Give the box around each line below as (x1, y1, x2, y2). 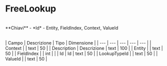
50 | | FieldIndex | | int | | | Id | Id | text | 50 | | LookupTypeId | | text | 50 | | (5, 50, 158, 56)
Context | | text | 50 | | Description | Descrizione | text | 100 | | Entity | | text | (5, 45, 163, 51)
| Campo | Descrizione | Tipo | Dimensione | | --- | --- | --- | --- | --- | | (5, 39, 152, 45)
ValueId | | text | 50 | (5, 55, 48, 61)
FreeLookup (5, 3, 56, 14)
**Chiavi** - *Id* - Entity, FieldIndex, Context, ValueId (5, 24, 119, 30)
